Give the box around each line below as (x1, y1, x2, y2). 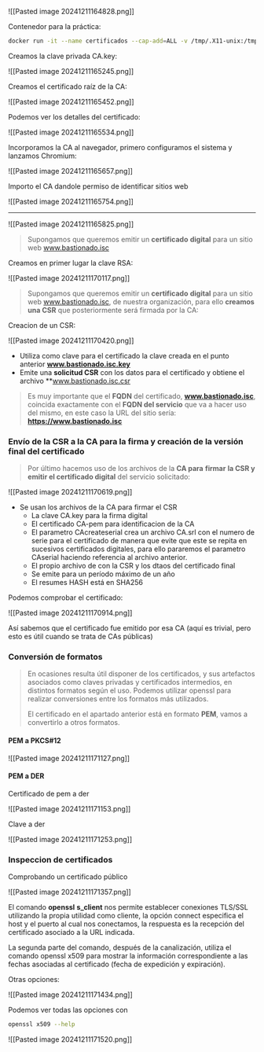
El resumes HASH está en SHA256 (31, 578, 144, 587)
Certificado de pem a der (8, 789, 90, 798)
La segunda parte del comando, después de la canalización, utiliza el (8, 943, 232, 952)
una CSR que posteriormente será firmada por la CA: (27, 305, 199, 314)
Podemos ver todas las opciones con (8, 1006, 128, 1015)
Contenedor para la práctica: (8, 22, 101, 31)
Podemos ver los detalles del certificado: (8, 112, 141, 121)
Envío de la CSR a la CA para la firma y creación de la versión (8, 436, 244, 447)
